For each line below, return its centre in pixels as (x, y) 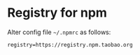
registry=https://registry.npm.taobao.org (70, 45)
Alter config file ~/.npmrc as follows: (59, 32)
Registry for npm (57, 13)
